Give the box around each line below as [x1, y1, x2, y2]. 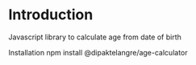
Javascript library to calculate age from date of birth [8, 32, 181, 42]
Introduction [8, 6, 94, 24]
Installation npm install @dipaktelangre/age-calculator [8, 47, 188, 57]
